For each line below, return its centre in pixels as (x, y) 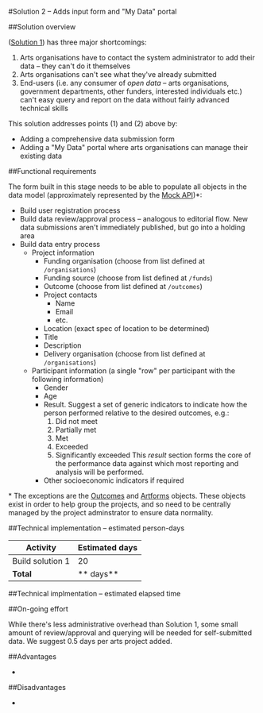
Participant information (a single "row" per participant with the (133, 371)
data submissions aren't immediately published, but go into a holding (132, 227)
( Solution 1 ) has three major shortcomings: (77, 42)
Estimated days (108, 547)
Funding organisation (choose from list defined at (124, 261)
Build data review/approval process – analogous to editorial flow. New (134, 219)
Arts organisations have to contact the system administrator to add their (137, 58)
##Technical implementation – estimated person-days (97, 528)
